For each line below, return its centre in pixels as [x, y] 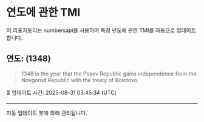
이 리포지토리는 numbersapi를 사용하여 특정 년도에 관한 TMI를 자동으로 [91, 30]
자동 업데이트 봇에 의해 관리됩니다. [47, 113]
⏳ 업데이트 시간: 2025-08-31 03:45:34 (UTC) [61, 92]
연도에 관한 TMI [43, 12]
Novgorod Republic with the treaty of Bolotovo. [80, 80]
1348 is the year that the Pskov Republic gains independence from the [109, 74]
